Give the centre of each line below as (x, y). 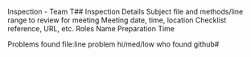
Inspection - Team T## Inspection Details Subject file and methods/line (125, 12)
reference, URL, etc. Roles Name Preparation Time (91, 28)
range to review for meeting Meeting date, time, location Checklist (117, 20)
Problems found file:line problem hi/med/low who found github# (113, 44)
